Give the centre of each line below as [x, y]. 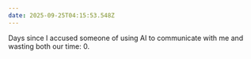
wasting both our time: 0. [49, 46]
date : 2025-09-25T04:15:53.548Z [61, 15]
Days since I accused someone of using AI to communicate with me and [126, 38]
